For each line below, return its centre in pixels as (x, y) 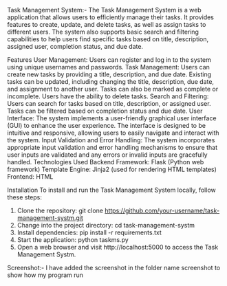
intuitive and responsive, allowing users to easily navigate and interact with (113, 133)
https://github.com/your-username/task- (162, 210)
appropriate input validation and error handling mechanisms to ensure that (112, 147)
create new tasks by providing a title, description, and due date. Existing (109, 74)
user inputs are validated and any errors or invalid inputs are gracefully (107, 155)
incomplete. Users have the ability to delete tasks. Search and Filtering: (108, 96)
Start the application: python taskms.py (73, 240)
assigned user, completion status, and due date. (75, 46)
